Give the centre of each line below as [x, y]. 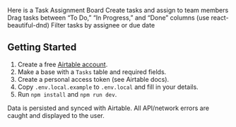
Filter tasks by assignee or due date [103, 25]
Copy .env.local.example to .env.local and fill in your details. [108, 87]
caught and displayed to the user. [56, 115]
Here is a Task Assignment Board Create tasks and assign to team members [118, 10]
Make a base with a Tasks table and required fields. [92, 72]
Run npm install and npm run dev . [67, 94]
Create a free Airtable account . [63, 64]
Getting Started [42, 48]
